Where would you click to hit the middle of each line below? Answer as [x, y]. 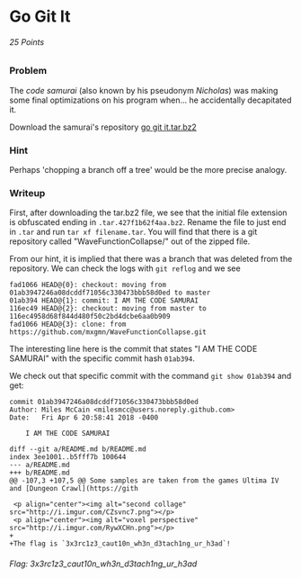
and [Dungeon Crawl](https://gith [74, 489]
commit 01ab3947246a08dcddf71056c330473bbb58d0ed [104, 402]
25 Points [27, 41]
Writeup [27, 193]
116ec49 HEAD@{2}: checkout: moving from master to [108, 309]
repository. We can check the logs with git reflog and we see [125, 268]
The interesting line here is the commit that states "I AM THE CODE [133, 349]
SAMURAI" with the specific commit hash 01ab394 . [102, 358]
